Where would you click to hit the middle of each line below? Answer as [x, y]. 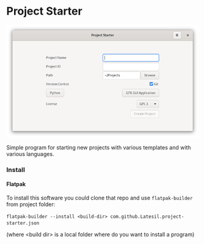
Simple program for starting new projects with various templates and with [99, 147]
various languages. [30, 154]
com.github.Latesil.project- [147, 217]
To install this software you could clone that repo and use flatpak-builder [100, 198]
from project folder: [31, 204]
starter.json [23, 223]
